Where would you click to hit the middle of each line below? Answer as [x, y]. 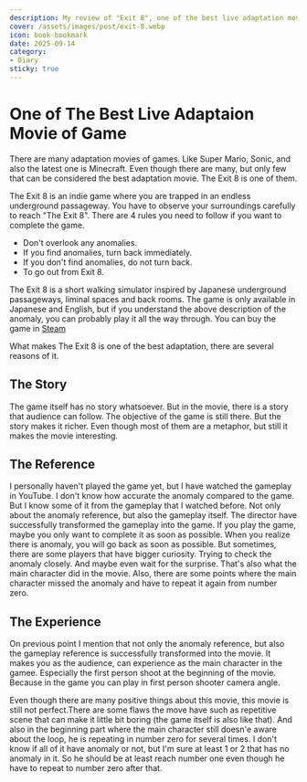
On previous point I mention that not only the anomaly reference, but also [147, 644]
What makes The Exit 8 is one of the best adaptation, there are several [142, 346]
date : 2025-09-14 [42, 43]
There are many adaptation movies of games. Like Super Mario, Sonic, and [150, 159]
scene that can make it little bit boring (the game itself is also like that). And [151, 720]
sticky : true [34, 69]
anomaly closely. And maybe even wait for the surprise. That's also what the [153, 564]
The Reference [53, 465]
